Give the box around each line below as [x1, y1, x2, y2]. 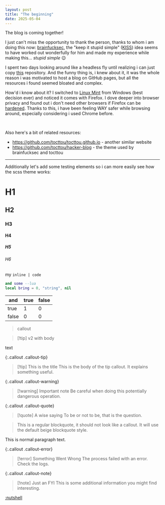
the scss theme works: [5, 169, 51, 175]
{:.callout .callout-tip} [5, 354, 48, 360]
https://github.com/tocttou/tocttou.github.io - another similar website [12, 139, 152, 145]
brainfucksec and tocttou [12, 149, 63, 155]
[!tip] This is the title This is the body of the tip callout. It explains [17, 363, 148, 369]
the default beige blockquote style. [17, 427, 88, 433]
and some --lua [5, 281, 36, 286]
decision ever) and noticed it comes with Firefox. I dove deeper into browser [5, 95, 160, 101]
